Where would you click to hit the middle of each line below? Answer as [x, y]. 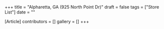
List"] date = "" [20, 12]
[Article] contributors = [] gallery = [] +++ [47, 22]
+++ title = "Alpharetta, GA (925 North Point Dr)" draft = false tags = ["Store [82, 7]
